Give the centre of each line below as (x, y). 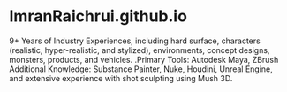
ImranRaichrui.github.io (98, 16)
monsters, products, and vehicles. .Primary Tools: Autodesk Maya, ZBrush (144, 59)
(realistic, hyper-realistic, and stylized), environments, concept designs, (140, 50)
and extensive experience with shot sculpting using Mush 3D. (121, 78)
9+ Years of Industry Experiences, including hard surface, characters (135, 41)
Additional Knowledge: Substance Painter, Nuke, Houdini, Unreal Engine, (141, 69)
